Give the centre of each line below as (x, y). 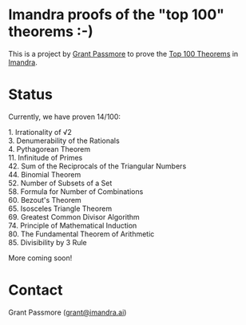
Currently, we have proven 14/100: (65, 117)
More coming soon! (40, 258)
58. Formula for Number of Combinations (76, 191)
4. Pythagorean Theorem (50, 149)
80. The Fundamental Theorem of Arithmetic (81, 234)
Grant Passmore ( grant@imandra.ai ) (67, 312)
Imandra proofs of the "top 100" (117, 15)
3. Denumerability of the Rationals (64, 141)
